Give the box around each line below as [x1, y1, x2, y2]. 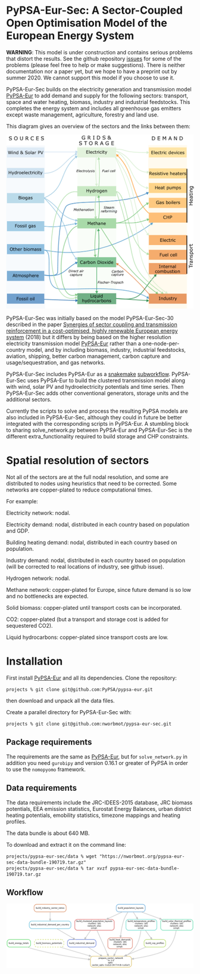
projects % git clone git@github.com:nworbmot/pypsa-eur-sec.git [6, 721, 171, 727]
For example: [6, 497, 39, 505]
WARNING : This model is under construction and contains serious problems [6, 48, 193, 56]
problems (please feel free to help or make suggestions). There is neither [6, 61, 186, 69]
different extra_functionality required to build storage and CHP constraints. [6, 433, 189, 440]
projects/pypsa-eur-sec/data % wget [6, 853, 97, 859]
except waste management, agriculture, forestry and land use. [6, 111, 159, 118]
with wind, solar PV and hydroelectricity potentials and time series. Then [6, 383, 184, 391]
